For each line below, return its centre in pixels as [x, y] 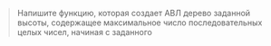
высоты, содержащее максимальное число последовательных [140, 23]
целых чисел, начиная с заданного [85, 32]
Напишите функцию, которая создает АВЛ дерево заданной [134, 13]
